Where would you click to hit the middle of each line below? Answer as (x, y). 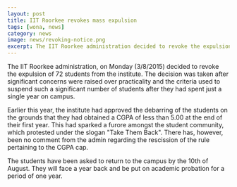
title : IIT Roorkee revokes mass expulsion (72, 20)
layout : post (26, 14)
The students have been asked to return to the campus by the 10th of (108, 161)
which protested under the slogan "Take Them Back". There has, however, (115, 132)
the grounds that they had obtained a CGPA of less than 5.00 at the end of (115, 117)
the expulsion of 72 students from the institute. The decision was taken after (118, 74)
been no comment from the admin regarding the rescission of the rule (109, 140)
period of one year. (35, 176)
